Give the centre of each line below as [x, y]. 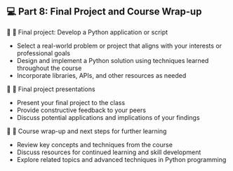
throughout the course [49, 68]
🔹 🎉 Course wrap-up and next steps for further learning [87, 131]
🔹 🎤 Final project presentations [51, 89]
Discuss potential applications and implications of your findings [108, 117]
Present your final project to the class [71, 102]
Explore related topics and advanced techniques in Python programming [121, 159]
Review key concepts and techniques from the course [95, 144]
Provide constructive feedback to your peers [81, 110]
